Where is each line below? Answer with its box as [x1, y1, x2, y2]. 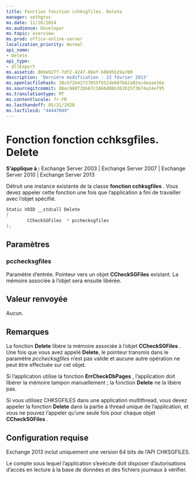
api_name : [6, 47, 31, 53]
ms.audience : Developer [6, 25, 65, 31]
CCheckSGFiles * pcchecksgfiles [27, 218, 109, 224]
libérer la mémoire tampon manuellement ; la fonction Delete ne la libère [6, 379, 181, 386]
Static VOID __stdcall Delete [6, 207, 81, 213]
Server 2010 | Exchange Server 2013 [6, 171, 95, 178]
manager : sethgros [6, 14, 51, 20]
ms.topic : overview [6, 31, 54, 37]
